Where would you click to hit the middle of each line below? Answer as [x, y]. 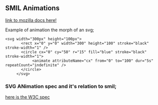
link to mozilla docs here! [31, 20]
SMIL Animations [32, 8]
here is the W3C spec [28, 97]
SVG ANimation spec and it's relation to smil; [61, 86]
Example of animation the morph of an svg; [50, 30]
